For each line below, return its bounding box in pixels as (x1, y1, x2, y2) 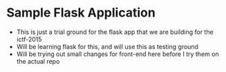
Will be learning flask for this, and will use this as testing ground (16, 42, 198, 51)
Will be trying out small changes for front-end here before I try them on (16, 50, 219, 58)
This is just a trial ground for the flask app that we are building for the (16, 28, 214, 36)
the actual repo (16, 57, 60, 65)
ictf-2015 (16, 35, 42, 43)
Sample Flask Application (6, 5, 156, 21)
